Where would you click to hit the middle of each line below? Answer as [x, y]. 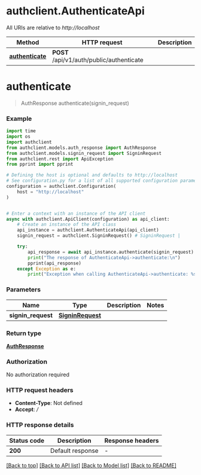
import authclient [29, 142]
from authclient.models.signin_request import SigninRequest [84, 153]
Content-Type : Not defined [48, 403]
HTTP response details [40, 425]
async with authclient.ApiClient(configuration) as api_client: [88, 219]
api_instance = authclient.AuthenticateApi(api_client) [88, 230]
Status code [27, 440]
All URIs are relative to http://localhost [53, 28]
